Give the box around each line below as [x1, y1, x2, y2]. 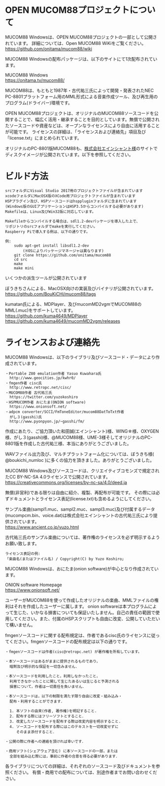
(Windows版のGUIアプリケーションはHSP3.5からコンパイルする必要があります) [5, 204, 144, 209]
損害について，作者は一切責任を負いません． [9, 684, 86, 689]
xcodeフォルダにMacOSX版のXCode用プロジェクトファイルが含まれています [5, 193, 136, 198]
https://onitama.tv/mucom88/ [5, 77, 65, 83]
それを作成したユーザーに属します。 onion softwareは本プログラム [13, 603, 149, 609]
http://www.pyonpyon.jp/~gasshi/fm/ [9, 419, 85, 424]
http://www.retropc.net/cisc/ [9, 385, 71, 390]
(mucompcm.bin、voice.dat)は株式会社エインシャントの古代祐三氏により [5, 512, 154, 518]
